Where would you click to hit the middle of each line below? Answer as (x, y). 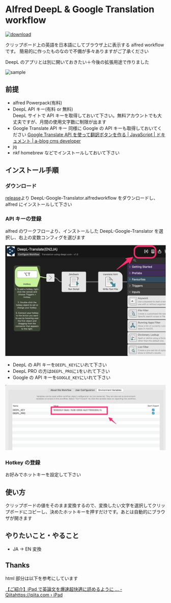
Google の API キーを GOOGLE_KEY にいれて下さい (62, 377)
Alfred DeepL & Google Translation (80, 9)
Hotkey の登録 (23, 462)
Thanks (18, 566)
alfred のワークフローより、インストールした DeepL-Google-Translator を (82, 231)
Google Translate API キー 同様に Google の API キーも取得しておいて (85, 128)
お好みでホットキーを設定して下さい (43, 475)
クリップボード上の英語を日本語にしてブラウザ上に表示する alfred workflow (85, 45)
